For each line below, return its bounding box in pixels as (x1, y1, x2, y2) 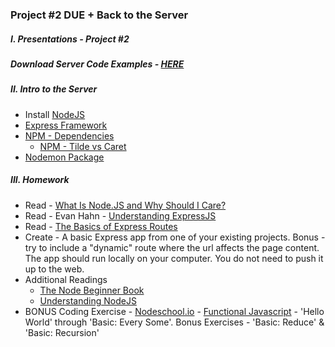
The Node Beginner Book (39, 284, 145, 296)
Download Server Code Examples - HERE (10, 58, 185, 70)
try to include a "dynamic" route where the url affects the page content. (24, 241, 320, 253)
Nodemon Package (24, 151, 105, 163)
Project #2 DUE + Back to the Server (10, 8, 189, 22)
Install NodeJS (24, 108, 86, 120)
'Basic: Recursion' (24, 326, 100, 338)
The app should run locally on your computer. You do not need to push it (24, 252, 324, 264)
